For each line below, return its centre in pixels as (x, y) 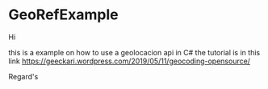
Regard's (23, 76)
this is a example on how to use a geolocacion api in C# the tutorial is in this (134, 52)
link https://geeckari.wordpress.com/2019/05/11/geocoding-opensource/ (129, 61)
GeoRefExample (63, 15)
